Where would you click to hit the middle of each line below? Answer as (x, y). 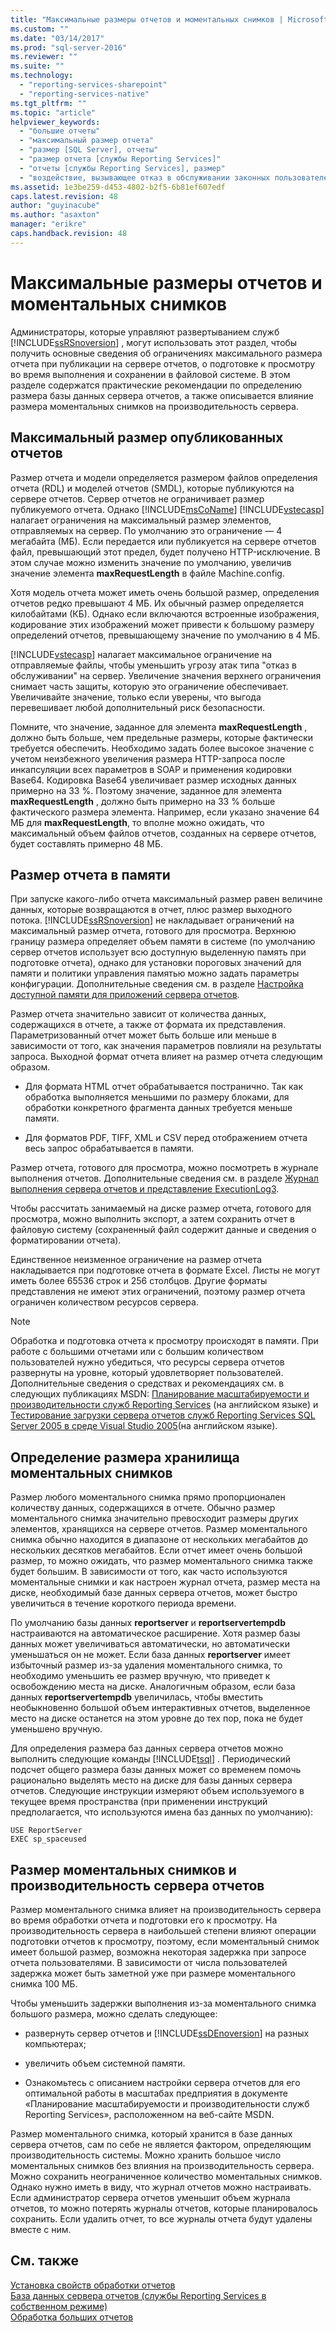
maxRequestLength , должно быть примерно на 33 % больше (143, 801)
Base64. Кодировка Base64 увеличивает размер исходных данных (153, 780)
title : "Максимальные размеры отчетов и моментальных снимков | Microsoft (169, 19)
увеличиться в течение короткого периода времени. (123, 1603)
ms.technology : (42, 76)
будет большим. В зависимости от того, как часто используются (149, 1572)
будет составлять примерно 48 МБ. (87, 843)
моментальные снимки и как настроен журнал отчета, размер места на (165, 1582)
